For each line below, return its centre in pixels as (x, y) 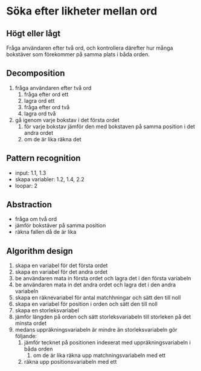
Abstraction (29, 205)
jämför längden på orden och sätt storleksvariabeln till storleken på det (103, 317)
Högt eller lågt (33, 34)
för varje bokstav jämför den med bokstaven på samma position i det (109, 126)
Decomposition (36, 73)
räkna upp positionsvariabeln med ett (70, 362)
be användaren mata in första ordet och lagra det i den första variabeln (103, 279)
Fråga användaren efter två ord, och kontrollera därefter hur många (90, 48)
